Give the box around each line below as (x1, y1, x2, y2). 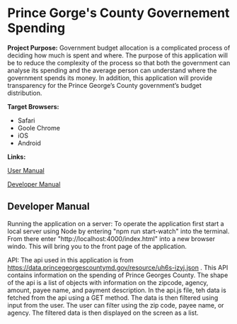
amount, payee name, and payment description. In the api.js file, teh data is (7, 286, 226, 294)
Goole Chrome (17, 123, 60, 132)
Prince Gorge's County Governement (7, 5, 230, 21)
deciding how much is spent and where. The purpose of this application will (7, 51, 229, 60)
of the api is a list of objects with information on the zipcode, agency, (7, 278, 209, 286)
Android (17, 138, 41, 147)
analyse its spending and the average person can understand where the (7, 66, 217, 74)
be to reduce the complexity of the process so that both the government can (7, 58, 231, 67)
